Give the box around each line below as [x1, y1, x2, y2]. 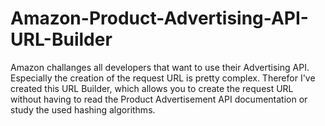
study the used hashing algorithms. [10, 103, 156, 116]
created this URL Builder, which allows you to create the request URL [10, 82, 294, 94]
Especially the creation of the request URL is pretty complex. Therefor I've [10, 72, 316, 84]
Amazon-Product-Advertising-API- [10, 7, 309, 30]
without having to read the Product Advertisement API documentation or [10, 93, 308, 105]
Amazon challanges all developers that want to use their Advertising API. [10, 61, 310, 73]
